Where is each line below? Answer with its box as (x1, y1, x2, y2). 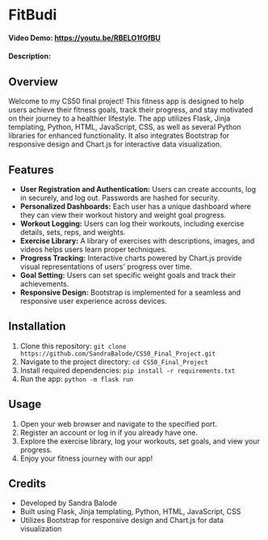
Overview (8, 74, 59, 88)
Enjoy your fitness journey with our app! (19, 453, 153, 463)
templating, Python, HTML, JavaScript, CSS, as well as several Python (8, 122, 241, 132)
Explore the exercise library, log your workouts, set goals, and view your (19, 436, 261, 446)
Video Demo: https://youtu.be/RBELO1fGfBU (8, 32, 161, 42)
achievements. (19, 279, 69, 288)
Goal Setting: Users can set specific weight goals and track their (19, 270, 237, 280)
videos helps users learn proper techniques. (19, 244, 167, 254)
